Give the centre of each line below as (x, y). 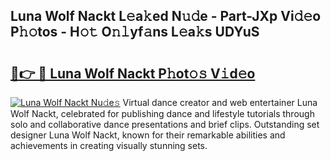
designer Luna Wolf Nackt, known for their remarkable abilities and (148, 135)
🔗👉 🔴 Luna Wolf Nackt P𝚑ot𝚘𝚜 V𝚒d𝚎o (133, 73)
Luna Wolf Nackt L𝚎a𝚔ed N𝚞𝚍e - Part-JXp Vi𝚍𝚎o (166, 16)
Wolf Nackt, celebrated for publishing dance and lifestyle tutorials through (162, 113)
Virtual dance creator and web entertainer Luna (220, 102)
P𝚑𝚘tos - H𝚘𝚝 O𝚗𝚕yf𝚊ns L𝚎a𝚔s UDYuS (135, 32)
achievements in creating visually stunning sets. (109, 145)
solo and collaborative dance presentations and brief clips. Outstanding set (165, 124)
